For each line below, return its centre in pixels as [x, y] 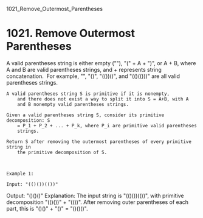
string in [19, 147]
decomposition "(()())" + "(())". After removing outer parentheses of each [98, 202]
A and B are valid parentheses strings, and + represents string [84, 69]
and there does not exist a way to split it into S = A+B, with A [103, 99]
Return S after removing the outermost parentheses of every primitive [99, 142]
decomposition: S [28, 120]
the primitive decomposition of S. [62, 152]
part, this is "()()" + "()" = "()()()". [47, 208]
